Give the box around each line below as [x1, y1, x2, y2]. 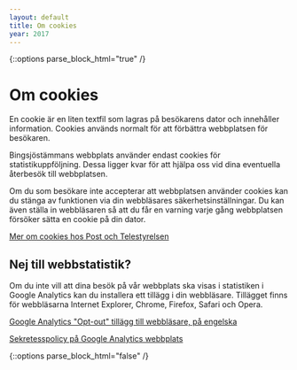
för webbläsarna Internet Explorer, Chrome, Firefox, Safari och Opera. [9, 299, 263, 310]
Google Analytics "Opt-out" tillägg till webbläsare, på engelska [9, 316, 238, 328]
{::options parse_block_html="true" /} [9, 54, 146, 65]
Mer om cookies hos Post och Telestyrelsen [9, 231, 169, 242]
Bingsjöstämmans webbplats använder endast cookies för [9, 150, 221, 160]
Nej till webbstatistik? [9, 257, 131, 272]
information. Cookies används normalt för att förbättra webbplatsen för [9, 123, 269, 134]
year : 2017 [9, 29, 50, 38]
